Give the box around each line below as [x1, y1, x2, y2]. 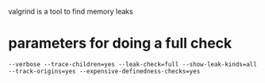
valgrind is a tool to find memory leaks [8, 7, 133, 16]
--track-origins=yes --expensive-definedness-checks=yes [8, 67, 201, 75]
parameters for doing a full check [8, 35, 232, 52]
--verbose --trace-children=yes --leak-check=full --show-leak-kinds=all [8, 60, 258, 68]
